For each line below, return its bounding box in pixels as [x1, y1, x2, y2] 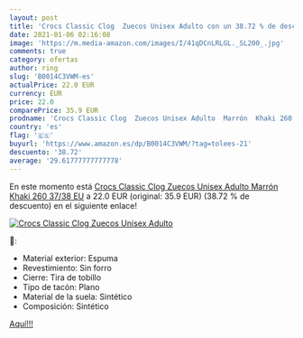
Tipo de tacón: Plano [22, 281, 100, 292]
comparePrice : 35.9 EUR [9, 106, 99, 115]
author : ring [9, 64, 59, 73]
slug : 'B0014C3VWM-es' [9, 72, 95, 81]
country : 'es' [9, 123, 63, 132]
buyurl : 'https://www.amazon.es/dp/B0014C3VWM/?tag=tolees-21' [9, 139, 252, 148]
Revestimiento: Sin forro [22, 262, 113, 273]
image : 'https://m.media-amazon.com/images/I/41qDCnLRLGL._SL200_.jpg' [9, 38, 284, 48]
